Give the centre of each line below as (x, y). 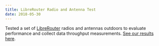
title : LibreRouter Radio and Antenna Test (51, 10)
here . (10, 38)
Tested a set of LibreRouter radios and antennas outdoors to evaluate (76, 28)
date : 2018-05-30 (23, 14)
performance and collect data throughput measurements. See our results (79, 33)
